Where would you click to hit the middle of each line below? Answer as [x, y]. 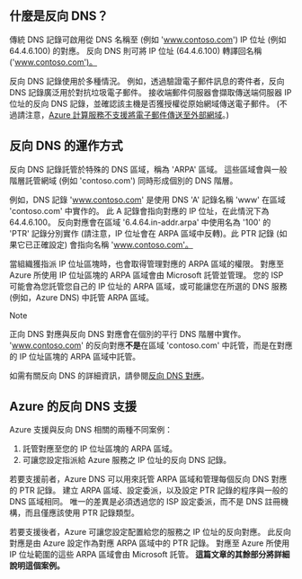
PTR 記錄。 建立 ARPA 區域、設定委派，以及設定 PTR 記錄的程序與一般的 [154, 490]
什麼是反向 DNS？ [59, 16]
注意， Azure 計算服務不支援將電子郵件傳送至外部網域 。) [127, 114]
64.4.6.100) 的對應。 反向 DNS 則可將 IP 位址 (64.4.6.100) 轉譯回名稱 [136, 50]
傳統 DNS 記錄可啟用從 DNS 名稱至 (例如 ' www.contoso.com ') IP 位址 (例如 [148, 40]
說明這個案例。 [37, 566]
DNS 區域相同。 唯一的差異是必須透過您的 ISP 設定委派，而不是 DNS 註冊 [145, 502]
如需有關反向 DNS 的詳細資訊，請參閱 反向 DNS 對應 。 [109, 375]
